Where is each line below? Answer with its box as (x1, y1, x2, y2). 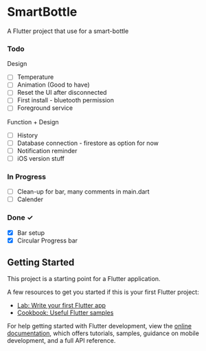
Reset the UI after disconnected (16, 89, 107, 97)
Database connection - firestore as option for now (16, 139, 159, 147)
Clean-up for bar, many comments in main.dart (16, 188, 150, 196)
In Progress (7, 172, 47, 181)
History (16, 131, 38, 139)
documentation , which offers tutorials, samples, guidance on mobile (7, 329, 199, 337)
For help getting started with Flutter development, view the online (7, 322, 192, 330)
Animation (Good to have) (16, 80, 91, 89)
